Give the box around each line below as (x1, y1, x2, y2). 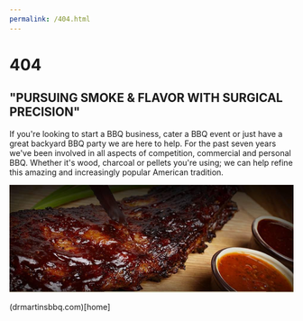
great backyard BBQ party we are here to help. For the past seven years (9, 138, 277, 149)
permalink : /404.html (9, 14, 91, 23)
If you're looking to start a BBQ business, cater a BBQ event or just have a (9, 128, 283, 139)
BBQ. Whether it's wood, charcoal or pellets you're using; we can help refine (9, 157, 293, 168)
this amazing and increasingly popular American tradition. (9, 167, 224, 178)
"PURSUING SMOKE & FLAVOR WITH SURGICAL (9, 90, 283, 105)
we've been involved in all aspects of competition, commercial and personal (9, 147, 291, 158)
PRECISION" (9, 105, 81, 120)
